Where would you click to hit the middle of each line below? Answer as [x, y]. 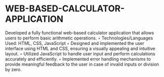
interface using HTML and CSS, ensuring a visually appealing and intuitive [80, 48]
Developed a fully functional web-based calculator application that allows [80, 33]
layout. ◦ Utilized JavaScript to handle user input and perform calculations [80, 54]
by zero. [14, 69]
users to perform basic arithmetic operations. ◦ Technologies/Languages [79, 38]
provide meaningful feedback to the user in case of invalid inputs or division [82, 64]
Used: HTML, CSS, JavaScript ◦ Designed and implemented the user [75, 43]
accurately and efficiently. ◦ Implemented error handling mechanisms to [78, 59]
